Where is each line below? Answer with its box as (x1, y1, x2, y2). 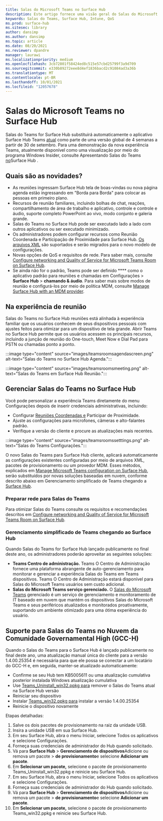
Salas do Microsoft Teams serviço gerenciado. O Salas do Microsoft (12, 586, 152, 593)
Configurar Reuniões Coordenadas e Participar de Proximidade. (12, 412, 140, 418)
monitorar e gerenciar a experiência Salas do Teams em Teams (12, 571, 139, 577)
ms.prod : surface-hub (5, 20, 49, 26)
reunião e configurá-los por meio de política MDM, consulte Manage (12, 283, 149, 289)
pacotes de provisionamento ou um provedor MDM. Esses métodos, (5, 462, 142, 468)
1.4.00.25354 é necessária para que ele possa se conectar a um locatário (5, 658, 152, 663)
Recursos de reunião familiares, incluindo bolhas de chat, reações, (12, 200, 146, 206)
